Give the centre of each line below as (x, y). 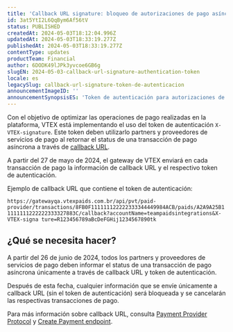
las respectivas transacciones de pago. (63, 300)
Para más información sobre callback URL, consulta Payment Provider (107, 314)
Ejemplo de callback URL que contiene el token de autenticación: (100, 189)
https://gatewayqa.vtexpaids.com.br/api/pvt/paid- (82, 201)
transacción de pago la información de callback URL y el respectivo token (113, 168)
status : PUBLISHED (34, 26)
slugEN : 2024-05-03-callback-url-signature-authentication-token (103, 72)
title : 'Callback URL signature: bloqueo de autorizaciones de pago (108, 14)
